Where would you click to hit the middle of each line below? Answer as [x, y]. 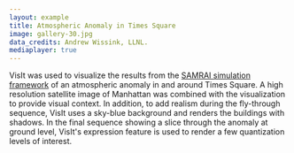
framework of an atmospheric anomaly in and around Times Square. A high [146, 85]
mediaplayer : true [43, 50]
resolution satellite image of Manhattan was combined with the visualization [147, 95]
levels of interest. [41, 142]
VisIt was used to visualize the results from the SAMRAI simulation [130, 75]
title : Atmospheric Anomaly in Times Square [93, 26]
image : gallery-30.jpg [51, 34]
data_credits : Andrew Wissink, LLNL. [79, 42]
